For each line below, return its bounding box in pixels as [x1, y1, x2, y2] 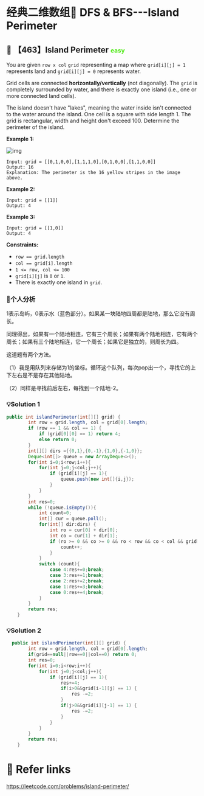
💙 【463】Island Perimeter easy [6, 44, 126, 55]
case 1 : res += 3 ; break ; [49, 584, 104, 590]
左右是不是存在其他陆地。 [11, 372, 76, 379]
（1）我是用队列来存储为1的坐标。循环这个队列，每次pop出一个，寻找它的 [6, 364, 191, 371]
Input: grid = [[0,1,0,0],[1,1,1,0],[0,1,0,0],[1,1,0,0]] [6, 159, 156, 165]
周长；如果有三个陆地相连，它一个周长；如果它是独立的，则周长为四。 [6, 338, 182, 346]
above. [6, 175, 23, 181]
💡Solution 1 [6, 400, 41, 408]
